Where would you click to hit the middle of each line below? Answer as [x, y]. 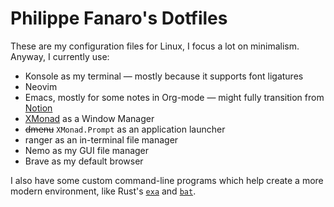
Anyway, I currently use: [60, 56]
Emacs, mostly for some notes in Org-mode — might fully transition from [174, 97]
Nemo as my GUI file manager [87, 150]
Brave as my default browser [84, 161]
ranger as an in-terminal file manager [101, 139]
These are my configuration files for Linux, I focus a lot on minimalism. [155, 46]
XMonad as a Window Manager [89, 118]
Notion [38, 108]
